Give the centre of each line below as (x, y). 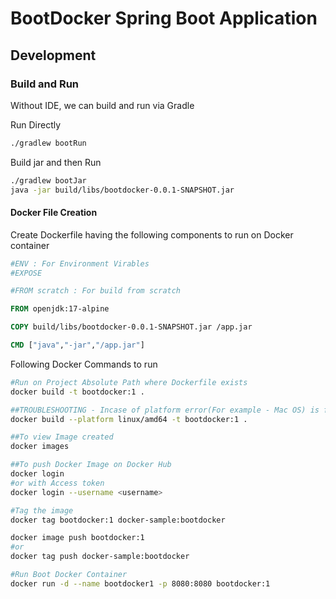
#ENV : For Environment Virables (80, 263)
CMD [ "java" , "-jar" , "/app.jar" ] (77, 345)
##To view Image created (62, 437)
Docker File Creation (54, 213)
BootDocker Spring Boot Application (164, 18)
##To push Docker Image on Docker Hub (91, 465)
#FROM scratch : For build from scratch (96, 291)
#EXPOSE (26, 273)
